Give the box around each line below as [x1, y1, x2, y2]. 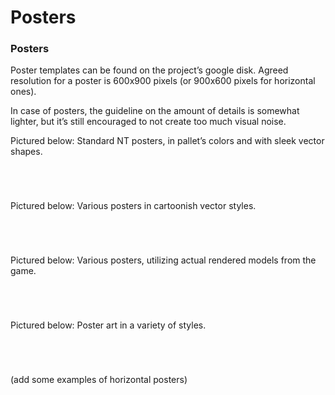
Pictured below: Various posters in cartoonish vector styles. [10, 200, 257, 212]
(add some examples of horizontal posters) [10, 374, 188, 386]
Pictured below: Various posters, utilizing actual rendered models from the [10, 254, 317, 266]
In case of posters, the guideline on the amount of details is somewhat [10, 105, 300, 117]
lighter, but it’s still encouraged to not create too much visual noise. [10, 116, 287, 128]
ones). [10, 86, 37, 98]
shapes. [10, 146, 43, 158]
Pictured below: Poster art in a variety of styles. [10, 319, 207, 331]
